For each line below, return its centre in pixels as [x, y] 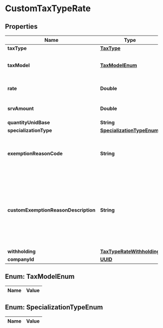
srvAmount [21, 109]
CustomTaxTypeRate [48, 9]
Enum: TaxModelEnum [40, 277]
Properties [21, 27]
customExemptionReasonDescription [51, 210]
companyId [21, 259]
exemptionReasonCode [35, 154]
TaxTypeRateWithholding [130, 251]
